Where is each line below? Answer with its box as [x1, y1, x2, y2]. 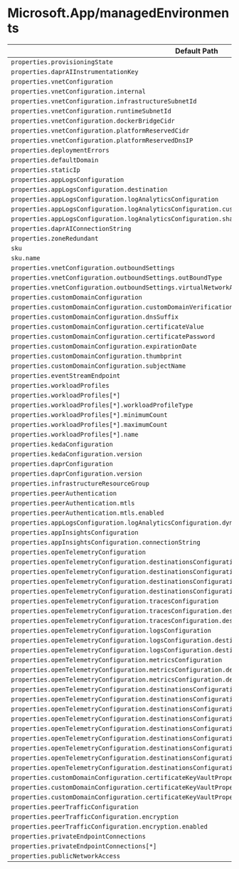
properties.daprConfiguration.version [11, 469, 142, 478]
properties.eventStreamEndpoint [11, 371, 121, 379]
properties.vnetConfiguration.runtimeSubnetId [11, 107, 172, 115]
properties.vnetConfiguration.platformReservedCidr [11, 126, 190, 135]
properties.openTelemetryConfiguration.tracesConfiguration [11, 597, 219, 605]
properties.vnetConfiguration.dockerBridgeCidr [11, 116, 176, 125]
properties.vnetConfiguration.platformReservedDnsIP [11, 136, 193, 144]
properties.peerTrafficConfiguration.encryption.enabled [11, 822, 208, 831]
